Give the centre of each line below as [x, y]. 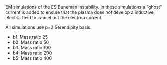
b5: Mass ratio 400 [32, 58]
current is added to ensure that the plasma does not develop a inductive [79, 12]
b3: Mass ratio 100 [32, 47]
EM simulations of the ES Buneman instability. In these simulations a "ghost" [84, 7]
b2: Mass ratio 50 [31, 42]
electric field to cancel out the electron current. [54, 18]
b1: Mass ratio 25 [30, 37]
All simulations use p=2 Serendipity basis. [48, 27]
